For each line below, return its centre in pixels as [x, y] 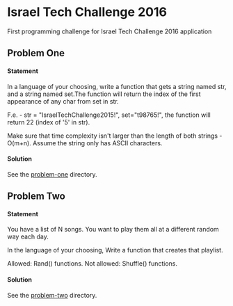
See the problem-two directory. [52, 295]
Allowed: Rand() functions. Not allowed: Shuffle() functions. [93, 264]
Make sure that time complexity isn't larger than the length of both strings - [115, 136]
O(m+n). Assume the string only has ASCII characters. [85, 143]
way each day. [28, 236]
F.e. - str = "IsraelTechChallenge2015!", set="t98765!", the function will [109, 115]
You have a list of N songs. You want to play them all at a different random [113, 229]
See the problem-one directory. [52, 174]
